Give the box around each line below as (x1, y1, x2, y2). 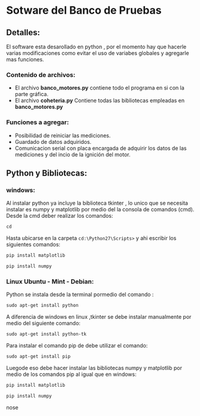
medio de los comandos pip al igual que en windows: (6, 371, 137, 378)
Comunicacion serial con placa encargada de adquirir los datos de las (14, 144, 187, 152)
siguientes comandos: (6, 241, 61, 248)
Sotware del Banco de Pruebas (6, 4, 162, 17)
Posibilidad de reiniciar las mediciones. (14, 132, 111, 139)
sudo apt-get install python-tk (6, 331, 87, 337)
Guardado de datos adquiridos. (14, 138, 91, 145)
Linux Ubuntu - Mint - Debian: (6, 277, 94, 285)
